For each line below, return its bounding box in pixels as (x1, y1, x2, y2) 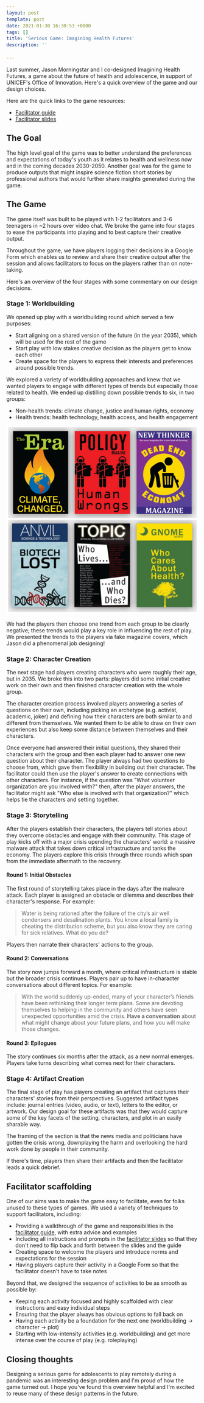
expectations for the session (15, 1255, 87, 1262)
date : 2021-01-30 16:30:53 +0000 (6, 23, 91, 29)
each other (15, 351, 43, 358)
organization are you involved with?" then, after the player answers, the (6, 783, 186, 790)
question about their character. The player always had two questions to (6, 757, 185, 765)
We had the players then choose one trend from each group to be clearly (6, 620, 189, 627)
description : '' (6, 42, 47, 48)
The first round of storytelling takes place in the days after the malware (6, 885, 185, 892)
